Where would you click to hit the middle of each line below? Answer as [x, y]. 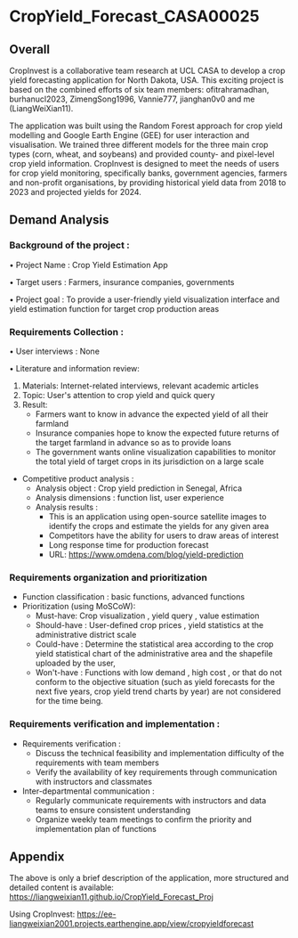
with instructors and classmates [94, 781]
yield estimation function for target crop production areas [114, 308]
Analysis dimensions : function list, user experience [129, 497]
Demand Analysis [59, 220]
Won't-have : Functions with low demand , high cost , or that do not [159, 673]
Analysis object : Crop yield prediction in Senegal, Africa [139, 488]
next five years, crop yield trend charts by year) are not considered [158, 691]
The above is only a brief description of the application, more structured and [149, 878]
